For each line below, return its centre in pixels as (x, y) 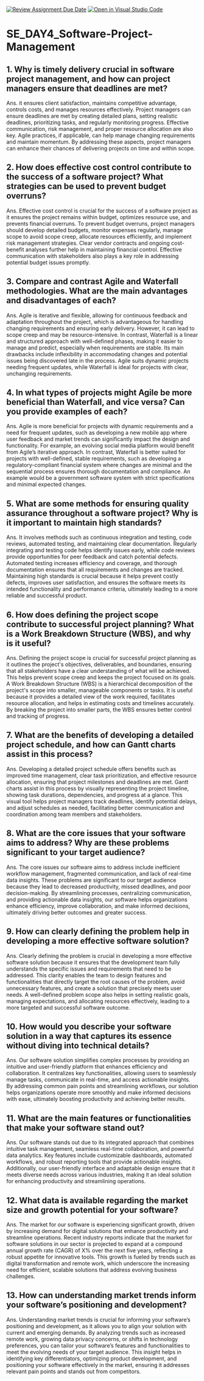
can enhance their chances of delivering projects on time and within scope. (101, 148)
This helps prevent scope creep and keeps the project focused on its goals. (101, 677)
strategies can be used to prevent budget (86, 187)
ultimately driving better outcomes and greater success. (77, 912)
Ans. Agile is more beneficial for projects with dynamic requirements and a (100, 426)
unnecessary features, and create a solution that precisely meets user (94, 988)
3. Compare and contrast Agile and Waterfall (92, 282)
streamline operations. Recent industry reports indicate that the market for (100, 1237)
